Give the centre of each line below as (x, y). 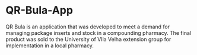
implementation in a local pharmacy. (50, 46)
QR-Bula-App (39, 10)
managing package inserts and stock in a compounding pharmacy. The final (98, 33)
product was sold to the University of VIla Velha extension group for (88, 39)
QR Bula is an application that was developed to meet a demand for (88, 27)
